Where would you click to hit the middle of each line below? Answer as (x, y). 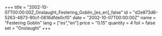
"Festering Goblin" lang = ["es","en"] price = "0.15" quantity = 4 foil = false (80, 23)
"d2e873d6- (146, 12)
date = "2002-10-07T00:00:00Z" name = (114, 18)
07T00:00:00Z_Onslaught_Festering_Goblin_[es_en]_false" (64, 12)
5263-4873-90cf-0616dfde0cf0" (38, 18)
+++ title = (16, 7)
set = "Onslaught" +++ (28, 28)
